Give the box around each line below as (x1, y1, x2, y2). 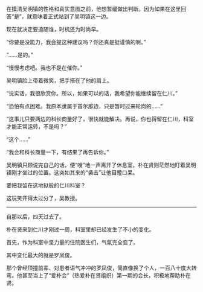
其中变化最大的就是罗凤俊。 (6, 252, 76, 258)
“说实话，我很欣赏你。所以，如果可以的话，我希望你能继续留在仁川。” (6, 90, 178, 97)
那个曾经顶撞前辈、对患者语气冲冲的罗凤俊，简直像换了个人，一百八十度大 (6, 264, 192, 271)
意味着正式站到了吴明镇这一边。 (32, 13, 112, 20)
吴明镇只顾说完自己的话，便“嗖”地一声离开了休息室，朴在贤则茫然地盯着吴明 (6, 162, 196, 168)
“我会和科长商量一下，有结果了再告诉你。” (6, 148, 109, 156)
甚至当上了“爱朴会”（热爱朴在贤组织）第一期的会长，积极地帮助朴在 (22, 272, 192, 279)
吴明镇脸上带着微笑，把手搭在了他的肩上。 (6, 77, 112, 84)
